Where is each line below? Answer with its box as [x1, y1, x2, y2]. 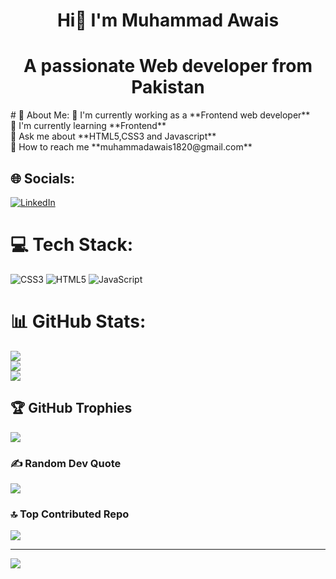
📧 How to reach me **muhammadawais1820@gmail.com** [10, 141, 253, 153]
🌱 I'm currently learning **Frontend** [10, 120, 167, 132]
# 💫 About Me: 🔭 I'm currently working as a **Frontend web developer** [10, 109, 311, 121]
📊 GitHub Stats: [10, 310, 147, 333]
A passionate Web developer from [23, 55, 313, 78]
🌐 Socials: [10, 170, 76, 187]
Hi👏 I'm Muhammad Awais [56, 9, 280, 32]
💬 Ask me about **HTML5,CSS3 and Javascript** [10, 130, 217, 143]
